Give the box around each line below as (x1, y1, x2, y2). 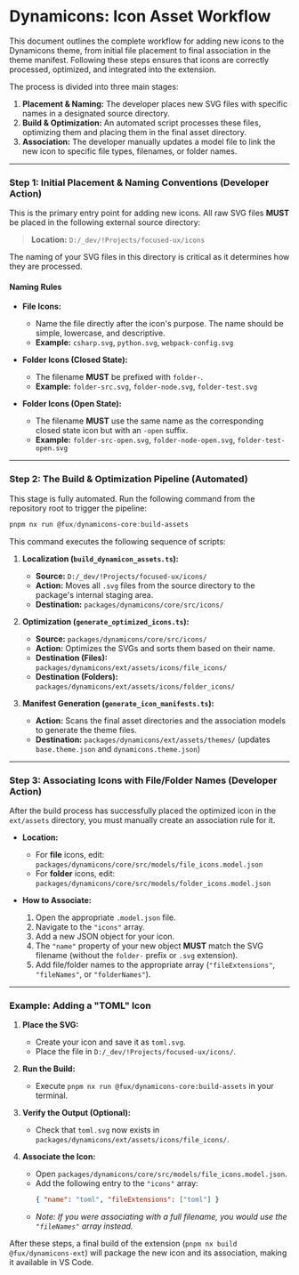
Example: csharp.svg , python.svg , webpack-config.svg (35, 337, 234, 348)
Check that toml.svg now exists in (35, 1125, 160, 1135)
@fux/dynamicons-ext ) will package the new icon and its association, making (9, 1247, 287, 1258)
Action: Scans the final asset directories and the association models (35, 714, 287, 726)
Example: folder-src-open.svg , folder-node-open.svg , (35, 434, 236, 446)
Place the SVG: (21, 1020, 79, 1030)
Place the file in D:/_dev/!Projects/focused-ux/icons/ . (35, 1046, 237, 1057)
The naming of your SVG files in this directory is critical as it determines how (9, 252, 290, 262)
